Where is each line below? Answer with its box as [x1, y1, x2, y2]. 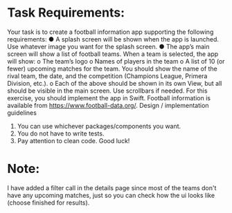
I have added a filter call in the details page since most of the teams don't [7, 183, 217, 192]
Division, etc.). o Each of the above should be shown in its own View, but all [7, 79, 222, 87]
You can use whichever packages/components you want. [17, 122, 181, 130]
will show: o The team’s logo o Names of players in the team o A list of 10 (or [7, 57, 225, 65]
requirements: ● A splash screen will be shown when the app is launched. [7, 35, 220, 43]
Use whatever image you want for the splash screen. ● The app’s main [7, 42, 210, 50]
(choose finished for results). [7, 198, 90, 207]
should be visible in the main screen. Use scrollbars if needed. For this [7, 86, 208, 95]
